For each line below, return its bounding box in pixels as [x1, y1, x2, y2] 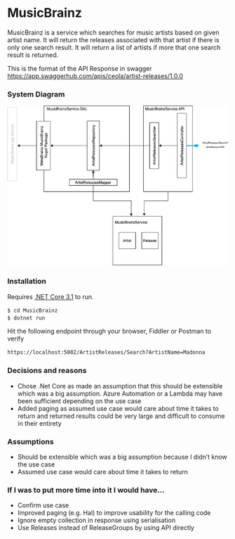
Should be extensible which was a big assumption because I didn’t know [17, 452, 228, 461]
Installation [7, 277, 47, 286]
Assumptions [7, 436, 54, 446]
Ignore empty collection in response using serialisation [17, 516, 176, 525]
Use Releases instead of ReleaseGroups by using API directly [17, 524, 195, 532]
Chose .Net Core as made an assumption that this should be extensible [17, 381, 223, 390]
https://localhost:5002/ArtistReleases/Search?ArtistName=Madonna [7, 349, 206, 356]
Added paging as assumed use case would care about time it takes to [17, 404, 219, 412]
